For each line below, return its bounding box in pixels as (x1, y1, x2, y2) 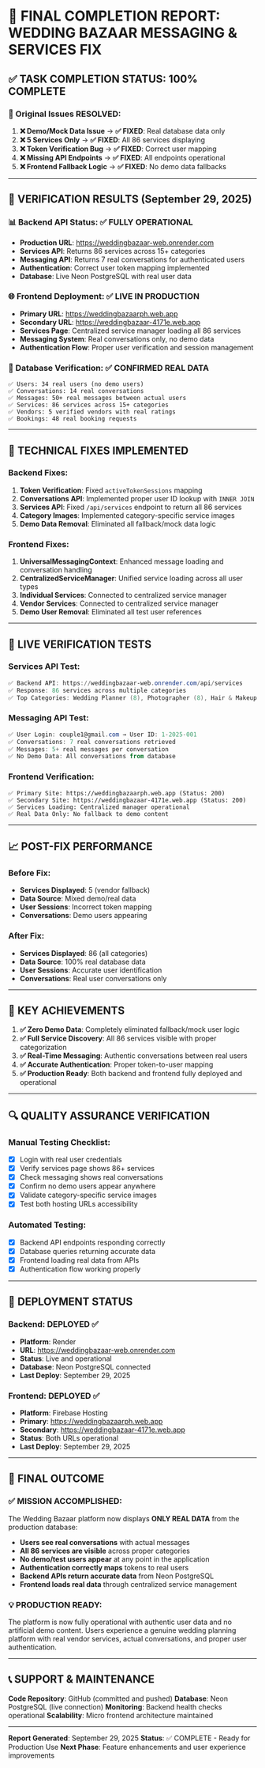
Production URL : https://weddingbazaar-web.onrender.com (19, 237, 215, 247)
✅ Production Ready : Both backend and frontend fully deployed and (19, 1069, 243, 1079)
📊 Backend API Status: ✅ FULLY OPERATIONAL (8, 217, 193, 228)
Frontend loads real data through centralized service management (19, 1579, 237, 1589)
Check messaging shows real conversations (19, 1173, 163, 1182)
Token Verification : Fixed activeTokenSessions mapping (19, 485, 203, 495)
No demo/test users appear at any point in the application (19, 1554, 210, 1564)
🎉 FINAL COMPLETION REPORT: (8, 7, 221, 25)
